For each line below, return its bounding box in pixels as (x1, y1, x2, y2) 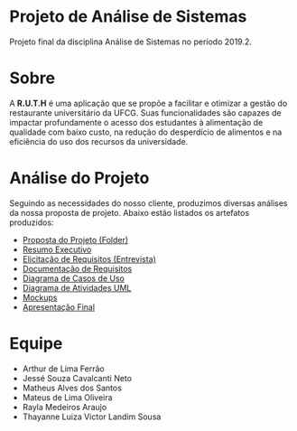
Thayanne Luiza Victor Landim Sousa (22, 411, 162, 422)
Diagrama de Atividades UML (22, 282, 132, 293)
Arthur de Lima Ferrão (22, 363, 106, 374)
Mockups (22, 292, 58, 303)
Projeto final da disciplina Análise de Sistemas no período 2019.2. (9, 36, 253, 47)
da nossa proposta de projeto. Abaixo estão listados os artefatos (9, 207, 250, 218)
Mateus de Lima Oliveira (22, 391, 113, 403)
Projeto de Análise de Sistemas (9, 6, 247, 27)
